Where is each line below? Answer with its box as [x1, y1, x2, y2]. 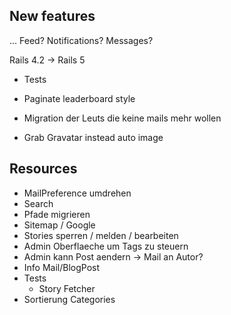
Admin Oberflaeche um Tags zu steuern [23, 240, 189, 252]
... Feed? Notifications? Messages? [9, 34, 154, 46]
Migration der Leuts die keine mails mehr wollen [23, 112, 222, 124]
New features [9, 8, 96, 25]
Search [23, 197, 54, 209]
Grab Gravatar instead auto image [23, 131, 164, 143]
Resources [9, 160, 78, 178]
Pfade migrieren [23, 208, 91, 220]
